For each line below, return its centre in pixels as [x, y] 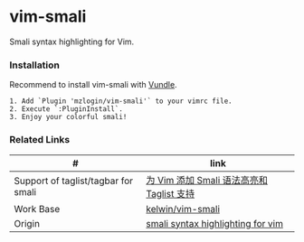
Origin [27, 223]
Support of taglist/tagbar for [74, 181]
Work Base [37, 209]
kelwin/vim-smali [183, 209]
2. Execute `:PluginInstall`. [66, 109]
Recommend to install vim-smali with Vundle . [94, 85]
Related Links [40, 140]
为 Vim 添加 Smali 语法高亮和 [207, 180]
